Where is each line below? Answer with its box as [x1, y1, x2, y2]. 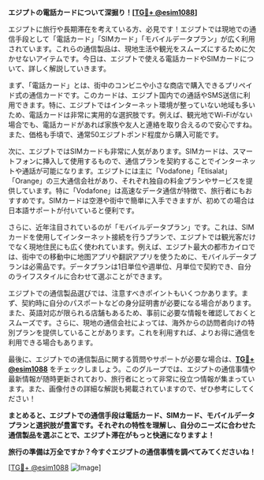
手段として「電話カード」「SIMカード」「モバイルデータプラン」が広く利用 [14, 35, 255, 43]
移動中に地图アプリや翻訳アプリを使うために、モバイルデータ [49, 252, 250, 261]
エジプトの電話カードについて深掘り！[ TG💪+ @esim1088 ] [8, 8, 198, 17]
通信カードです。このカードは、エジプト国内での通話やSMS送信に [28, 91, 244, 99]
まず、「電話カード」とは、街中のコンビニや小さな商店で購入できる [8, 80, 225, 90]
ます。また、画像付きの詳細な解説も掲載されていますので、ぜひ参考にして [8, 384, 248, 393]
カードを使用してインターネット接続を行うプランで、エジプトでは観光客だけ [8, 233, 256, 241]
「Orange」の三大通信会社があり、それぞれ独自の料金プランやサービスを [8, 177, 247, 185]
